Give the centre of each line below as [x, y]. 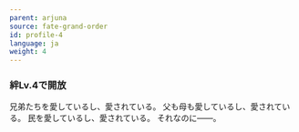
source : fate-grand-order [58, 26]
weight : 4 [28, 52]
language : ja [34, 43]
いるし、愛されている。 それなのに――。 [144, 118]
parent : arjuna [38, 18]
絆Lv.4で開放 [38, 86]
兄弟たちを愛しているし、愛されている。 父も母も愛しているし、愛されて [146, 107]
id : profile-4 [36, 35]
